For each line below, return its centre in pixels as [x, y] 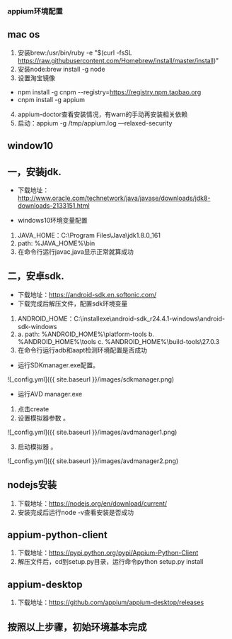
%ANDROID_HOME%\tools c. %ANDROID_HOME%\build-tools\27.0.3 [118, 341]
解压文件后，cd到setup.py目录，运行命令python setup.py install [110, 562]
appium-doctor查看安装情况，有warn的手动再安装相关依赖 [103, 114]
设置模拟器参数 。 [43, 418]
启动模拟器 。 [37, 446]
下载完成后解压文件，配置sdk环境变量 [72, 304]
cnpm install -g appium [51, 99]
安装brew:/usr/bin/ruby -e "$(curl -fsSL [75, 52]
